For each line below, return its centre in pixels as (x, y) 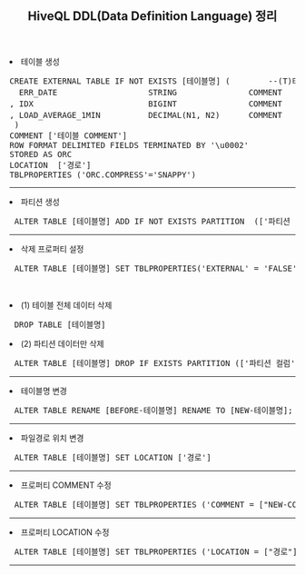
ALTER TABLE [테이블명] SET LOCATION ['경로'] (113, 458)
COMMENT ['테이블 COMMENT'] (69, 136)
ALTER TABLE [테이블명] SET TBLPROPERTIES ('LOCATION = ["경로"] (156, 552)
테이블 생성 (41, 62)
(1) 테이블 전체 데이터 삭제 (67, 305)
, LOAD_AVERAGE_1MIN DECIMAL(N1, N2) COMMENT (146, 115)
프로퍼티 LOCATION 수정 (65, 532)
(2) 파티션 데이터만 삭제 (63, 344)
